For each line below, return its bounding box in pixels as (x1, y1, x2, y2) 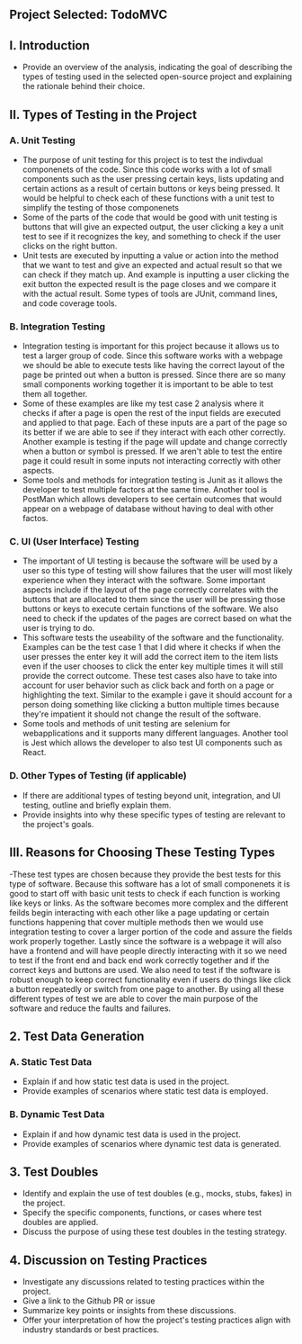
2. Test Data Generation (9, 1028, 145, 1043)
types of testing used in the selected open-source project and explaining (22, 71, 292, 82)
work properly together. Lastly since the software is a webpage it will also (9, 935, 282, 946)
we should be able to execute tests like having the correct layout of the (22, 360, 285, 371)
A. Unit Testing (9, 134, 75, 147)
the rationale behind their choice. (22, 81, 146, 92)
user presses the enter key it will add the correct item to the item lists (22, 652, 279, 663)
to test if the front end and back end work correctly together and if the (9, 954, 270, 966)
